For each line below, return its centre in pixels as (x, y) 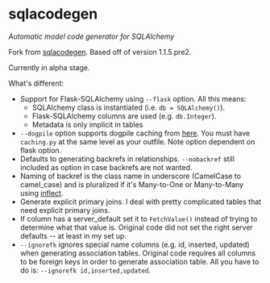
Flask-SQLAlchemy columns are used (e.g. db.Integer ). (124, 116)
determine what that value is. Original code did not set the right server (137, 227)
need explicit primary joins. (65, 210)
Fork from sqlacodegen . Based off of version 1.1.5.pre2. (100, 52)
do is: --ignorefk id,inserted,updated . (85, 270)
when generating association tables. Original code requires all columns (138, 253)
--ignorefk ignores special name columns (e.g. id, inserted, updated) (135, 244)
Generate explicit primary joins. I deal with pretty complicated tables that (141, 202)
